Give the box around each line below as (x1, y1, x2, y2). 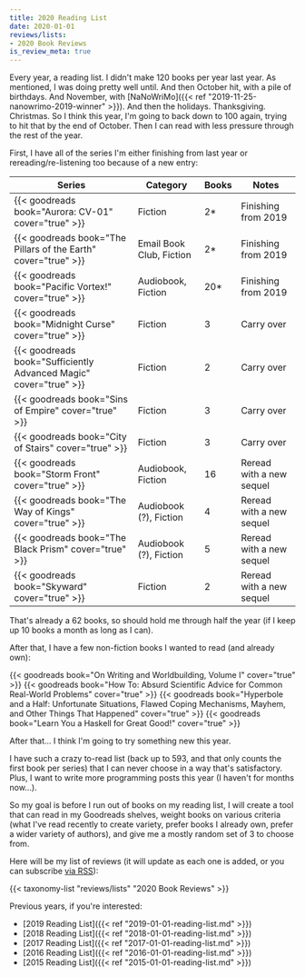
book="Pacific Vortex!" (14, 281, 112, 294)
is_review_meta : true (9, 47, 92, 56)
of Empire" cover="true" (14, 404, 118, 417)
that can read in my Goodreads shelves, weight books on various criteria (9, 810, 281, 821)
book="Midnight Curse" (14, 318, 116, 331)
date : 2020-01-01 (9, 22, 75, 31)
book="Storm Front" (14, 468, 101, 481)
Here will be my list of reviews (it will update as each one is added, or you (9, 856, 284, 867)
